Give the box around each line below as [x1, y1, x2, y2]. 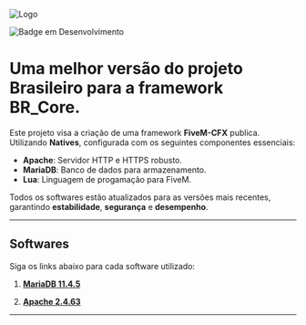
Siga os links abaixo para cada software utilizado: [9, 260, 196, 271]
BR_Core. [9, 97, 80, 118]
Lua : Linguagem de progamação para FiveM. [22, 173, 192, 184]
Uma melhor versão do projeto [9, 58, 243, 79]
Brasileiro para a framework [9, 78, 224, 99]
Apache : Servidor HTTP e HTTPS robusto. [22, 154, 183, 165]
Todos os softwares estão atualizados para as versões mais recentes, [9, 192, 271, 203]
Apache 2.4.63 [22, 296, 81, 307]
